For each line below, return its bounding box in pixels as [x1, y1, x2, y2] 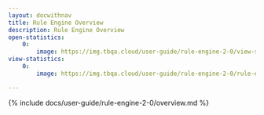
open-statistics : [8, 33, 65, 41]
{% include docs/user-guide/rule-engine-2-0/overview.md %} [8, 98, 210, 107]
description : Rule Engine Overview [8, 26, 125, 34]
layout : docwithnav [8, 11, 72, 20]
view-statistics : [8, 56, 65, 63]
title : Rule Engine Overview [8, 19, 104, 27]
